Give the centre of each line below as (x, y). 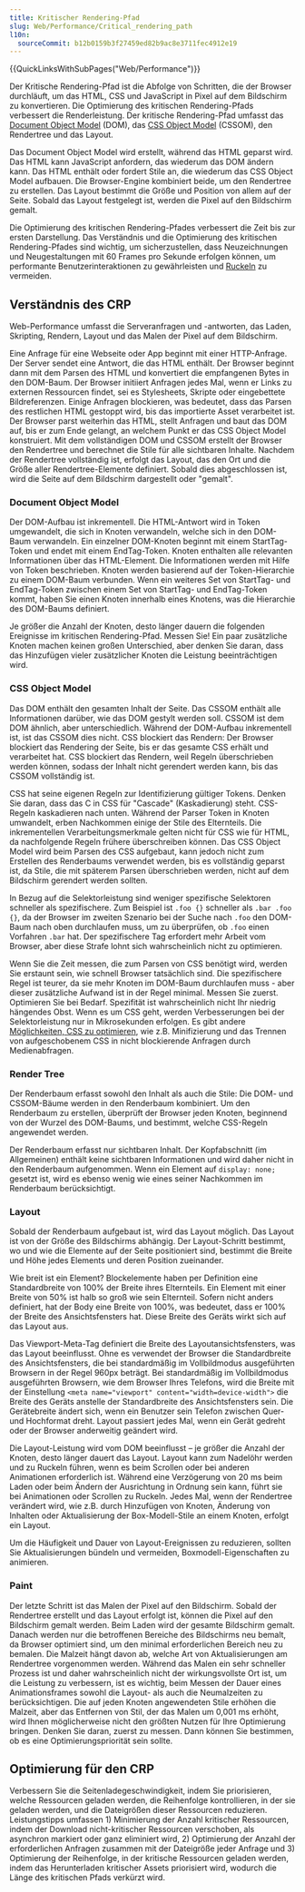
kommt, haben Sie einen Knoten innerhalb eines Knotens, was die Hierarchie (152, 599)
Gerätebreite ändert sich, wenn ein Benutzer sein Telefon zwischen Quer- (147, 1411)
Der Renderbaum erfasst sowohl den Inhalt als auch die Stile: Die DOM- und (151, 1093)
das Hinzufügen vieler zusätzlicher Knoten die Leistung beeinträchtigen (143, 655)
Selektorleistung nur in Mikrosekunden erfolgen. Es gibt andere (128, 1021)
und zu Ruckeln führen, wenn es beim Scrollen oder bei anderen (129, 1467)
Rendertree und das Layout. (61, 135)
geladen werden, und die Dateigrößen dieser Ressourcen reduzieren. (138, 1810)
